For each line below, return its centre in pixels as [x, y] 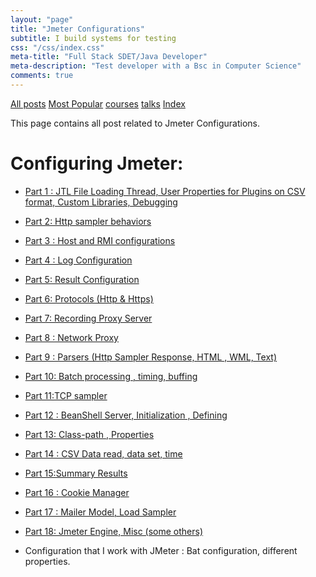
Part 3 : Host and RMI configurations [100, 240]
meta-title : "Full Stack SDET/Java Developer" [109, 57]
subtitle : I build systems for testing [93, 38]
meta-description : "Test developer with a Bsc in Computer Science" [156, 66]
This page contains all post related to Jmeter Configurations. [135, 123]
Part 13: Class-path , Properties [89, 434]
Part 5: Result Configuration [82, 279]
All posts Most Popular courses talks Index [98, 103]
